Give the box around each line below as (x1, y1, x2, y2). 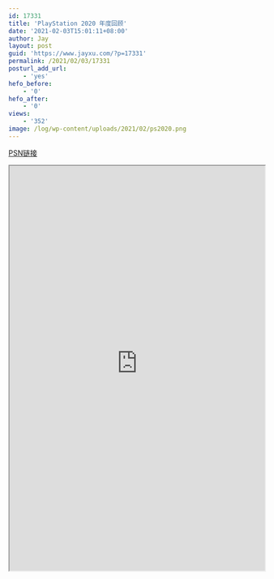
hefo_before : (8, 79, 53, 87)
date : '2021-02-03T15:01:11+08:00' (8, 27, 129, 35)
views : (8, 110, 31, 118)
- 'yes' (23, 72, 49, 80)
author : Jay (8, 34, 49, 43)
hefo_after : (8, 95, 49, 103)
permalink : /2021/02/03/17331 (8, 57, 111, 66)
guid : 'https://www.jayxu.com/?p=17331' (8, 49, 148, 57)
